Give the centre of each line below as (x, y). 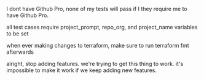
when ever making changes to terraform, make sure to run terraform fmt (98, 45)
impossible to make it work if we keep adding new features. (82, 70)
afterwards (20, 52)
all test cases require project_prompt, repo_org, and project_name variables (102, 27)
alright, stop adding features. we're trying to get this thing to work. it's (95, 64)
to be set (18, 34)
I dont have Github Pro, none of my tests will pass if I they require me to (97, 9)
